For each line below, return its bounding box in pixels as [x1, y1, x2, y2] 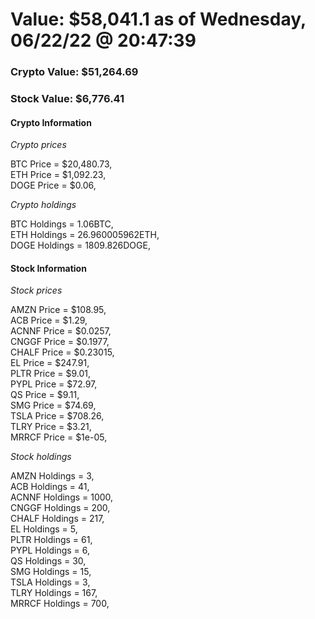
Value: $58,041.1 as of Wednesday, [10, 8, 307, 31]
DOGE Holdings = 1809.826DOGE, [10, 239, 151, 252]
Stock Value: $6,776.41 [10, 92, 125, 106]
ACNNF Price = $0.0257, [10, 325, 112, 337]
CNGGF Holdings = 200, [10, 502, 111, 514]
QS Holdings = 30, [10, 555, 87, 567]
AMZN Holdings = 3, [10, 470, 95, 482]
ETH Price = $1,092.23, [10, 169, 107, 181]
